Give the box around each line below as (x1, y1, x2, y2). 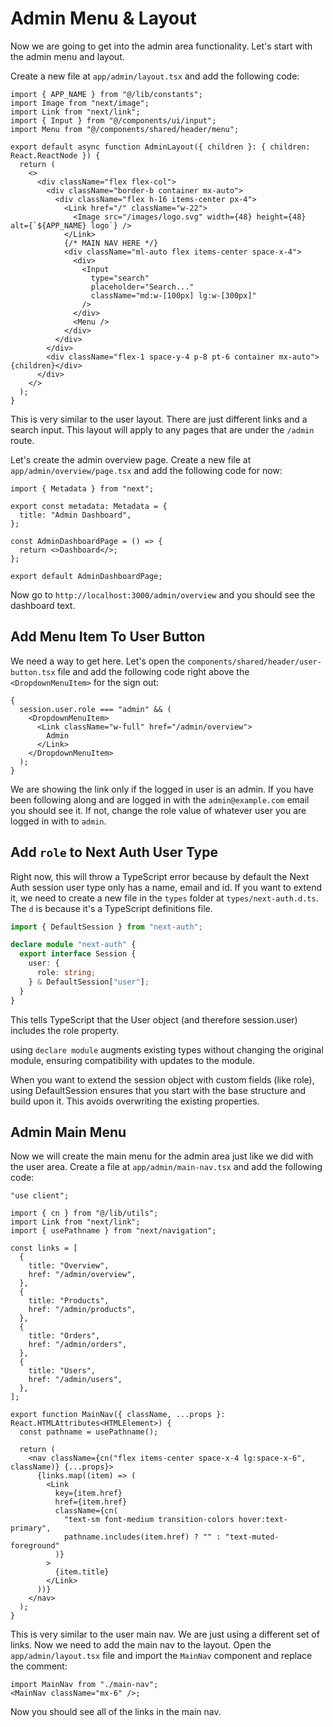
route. (10, 434, 35, 446)
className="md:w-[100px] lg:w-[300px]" (90, 290, 257, 301)
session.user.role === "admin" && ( (19, 704, 172, 714)
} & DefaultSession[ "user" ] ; (28, 977, 150, 987)
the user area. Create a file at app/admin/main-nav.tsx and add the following (10, 1161, 323, 1173)
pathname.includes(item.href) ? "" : (63, 1532, 222, 1542)
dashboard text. (10, 599, 76, 611)
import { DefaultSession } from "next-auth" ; (10, 922, 203, 932)
